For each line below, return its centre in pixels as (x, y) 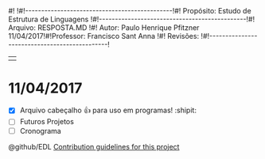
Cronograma (40, 131)
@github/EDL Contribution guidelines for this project (94, 146)
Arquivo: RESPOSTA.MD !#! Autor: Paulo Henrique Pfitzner (104, 28)
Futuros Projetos (47, 122)
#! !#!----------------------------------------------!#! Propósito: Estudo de (130, 11)
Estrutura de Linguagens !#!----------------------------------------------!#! (132, 19)
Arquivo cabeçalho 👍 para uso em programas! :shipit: (108, 110)
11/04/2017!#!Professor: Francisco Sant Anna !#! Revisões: (104, 36)
